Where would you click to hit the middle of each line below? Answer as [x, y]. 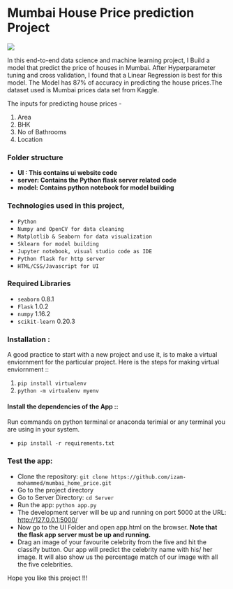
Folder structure [35, 157]
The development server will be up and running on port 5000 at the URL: [122, 512]
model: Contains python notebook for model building [96, 187]
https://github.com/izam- [148, 477]
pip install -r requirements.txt [66, 443]
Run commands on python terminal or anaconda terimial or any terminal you [116, 422]
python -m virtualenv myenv [58, 391]
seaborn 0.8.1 [36, 299]
